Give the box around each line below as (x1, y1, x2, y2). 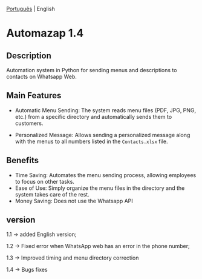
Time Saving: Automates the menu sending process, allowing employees (15, 171, 197, 178)
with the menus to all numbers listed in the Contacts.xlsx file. (15, 138, 168, 145)
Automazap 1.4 (6, 27, 84, 40)
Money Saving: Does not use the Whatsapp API (15, 197, 133, 204)
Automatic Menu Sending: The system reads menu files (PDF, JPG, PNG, (15, 106, 197, 114)
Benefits (6, 155, 39, 166)
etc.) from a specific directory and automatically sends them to (15, 113, 172, 120)
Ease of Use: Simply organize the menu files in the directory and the (15, 184, 185, 192)
